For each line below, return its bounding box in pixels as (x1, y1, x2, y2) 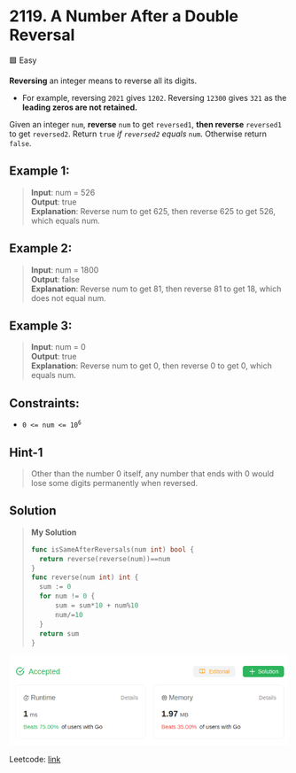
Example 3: (9, 318, 73, 333)
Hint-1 (9, 444, 43, 460)
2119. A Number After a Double (9, 6, 239, 27)
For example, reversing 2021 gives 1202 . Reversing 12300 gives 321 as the (21, 92, 287, 103)
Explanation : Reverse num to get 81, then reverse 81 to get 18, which (30, 283, 282, 294)
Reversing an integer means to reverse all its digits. (9, 75, 198, 86)
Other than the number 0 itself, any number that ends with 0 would (30, 468, 275, 479)
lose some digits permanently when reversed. (30, 478, 199, 488)
